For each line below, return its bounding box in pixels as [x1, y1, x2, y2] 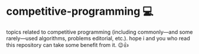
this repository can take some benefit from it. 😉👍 [6, 41, 129, 48]
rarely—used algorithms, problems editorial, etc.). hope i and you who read [6, 34, 191, 42]
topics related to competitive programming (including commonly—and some [6, 28, 193, 36]
